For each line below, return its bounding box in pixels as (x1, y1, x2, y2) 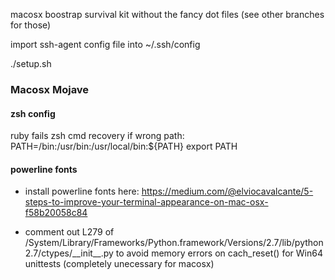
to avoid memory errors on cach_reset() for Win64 (115, 247, 323, 259)
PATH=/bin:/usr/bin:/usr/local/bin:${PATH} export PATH (10, 140, 238, 153)
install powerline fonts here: (24, 185, 140, 198)
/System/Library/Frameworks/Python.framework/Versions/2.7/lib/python (24, 237, 324, 249)
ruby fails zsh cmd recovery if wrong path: (10, 130, 185, 142)
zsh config (10, 107, 56, 119)
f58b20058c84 (24, 207, 88, 219)
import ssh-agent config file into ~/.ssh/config (10, 39, 201, 50)
